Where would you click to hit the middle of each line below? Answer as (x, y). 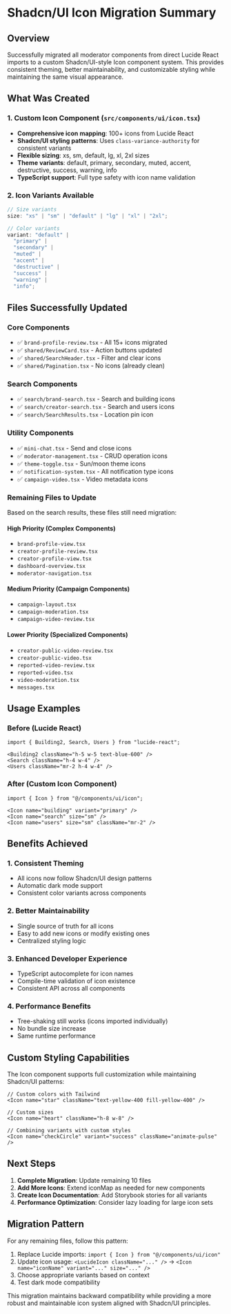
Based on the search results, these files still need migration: (92, 513)
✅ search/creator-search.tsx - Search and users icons (96, 407)
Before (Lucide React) (44, 728)
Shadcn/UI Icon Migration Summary (112, 13)
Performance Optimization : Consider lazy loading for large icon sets (115, 1202)
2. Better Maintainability (48, 911)
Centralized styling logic (51, 940)
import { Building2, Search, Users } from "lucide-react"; (94, 743)
